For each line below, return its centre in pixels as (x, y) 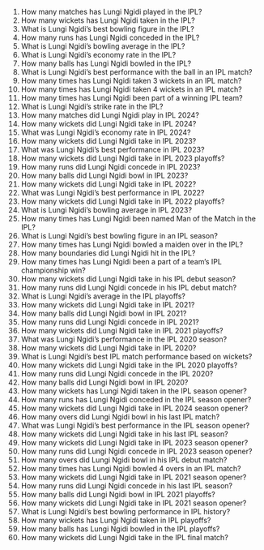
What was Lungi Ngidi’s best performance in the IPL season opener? (135, 425)
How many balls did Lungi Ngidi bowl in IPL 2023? (104, 175)
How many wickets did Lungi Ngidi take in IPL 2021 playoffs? (122, 331)
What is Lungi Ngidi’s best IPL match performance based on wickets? (136, 357)
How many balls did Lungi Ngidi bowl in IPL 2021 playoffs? (118, 494)
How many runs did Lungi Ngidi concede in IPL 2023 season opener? (136, 451)
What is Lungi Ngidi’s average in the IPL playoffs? (103, 296)
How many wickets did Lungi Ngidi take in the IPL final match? (125, 537)
